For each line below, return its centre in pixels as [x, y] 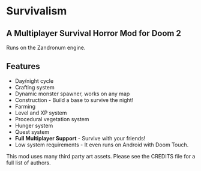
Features [23, 66]
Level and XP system [41, 113]
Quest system [32, 132]
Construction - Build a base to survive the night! [74, 100]
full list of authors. [28, 163]
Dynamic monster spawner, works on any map [72, 94]
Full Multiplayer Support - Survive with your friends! [80, 138]
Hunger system [34, 125]
